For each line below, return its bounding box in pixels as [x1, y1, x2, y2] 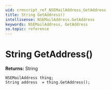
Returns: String [5, 65, 38, 72]
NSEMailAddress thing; [5, 75, 54, 81]
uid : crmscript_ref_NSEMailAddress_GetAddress [5, 7, 106, 13]
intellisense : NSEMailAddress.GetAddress [5, 17, 95, 22]
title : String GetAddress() [5, 12, 65, 17]
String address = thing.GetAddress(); [5, 80, 91, 85]
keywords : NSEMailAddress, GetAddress [5, 21, 88, 27]
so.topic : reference [5, 27, 50, 32]
